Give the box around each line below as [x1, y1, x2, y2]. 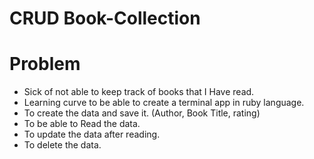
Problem [9, 53, 81, 76]
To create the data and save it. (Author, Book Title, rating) [23, 107, 261, 119]
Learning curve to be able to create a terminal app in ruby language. [23, 97, 305, 109]
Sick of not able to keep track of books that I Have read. [23, 86, 255, 98]
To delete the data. [23, 139, 102, 151]
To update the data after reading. [23, 128, 161, 141]
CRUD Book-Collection [9, 7, 201, 30]
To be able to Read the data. [23, 118, 141, 130]
